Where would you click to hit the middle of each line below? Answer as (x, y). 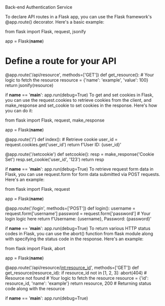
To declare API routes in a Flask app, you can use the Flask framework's (79, 17)
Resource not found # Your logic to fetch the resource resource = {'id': (77, 278)
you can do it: (19, 110)
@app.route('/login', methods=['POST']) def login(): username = (70, 208)
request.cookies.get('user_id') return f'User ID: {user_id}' (63, 144)
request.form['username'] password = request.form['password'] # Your (78, 213)
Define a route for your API (61, 61)
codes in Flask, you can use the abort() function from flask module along (79, 233)
